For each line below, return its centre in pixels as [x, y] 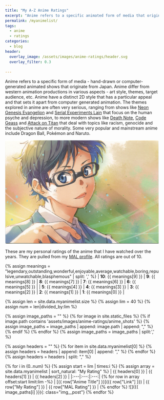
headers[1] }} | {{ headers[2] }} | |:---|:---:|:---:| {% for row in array [72, 377]
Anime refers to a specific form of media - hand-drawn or [63, 82]
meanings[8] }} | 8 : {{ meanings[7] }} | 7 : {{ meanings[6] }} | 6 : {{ [71, 282]
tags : [10, 26]
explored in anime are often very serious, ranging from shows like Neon [77, 107]
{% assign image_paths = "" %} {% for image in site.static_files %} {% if [78, 316]
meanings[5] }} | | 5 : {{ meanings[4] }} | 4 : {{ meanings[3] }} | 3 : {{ [72, 287]
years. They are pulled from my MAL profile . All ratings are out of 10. [74, 257]
